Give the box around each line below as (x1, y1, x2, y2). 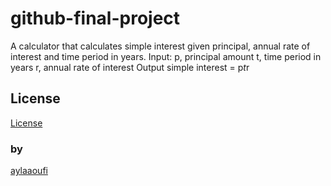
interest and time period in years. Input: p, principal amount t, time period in (10, 50, 322, 62)
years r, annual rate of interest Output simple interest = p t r (10, 61, 250, 73)
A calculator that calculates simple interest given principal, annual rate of (10, 40, 311, 52)
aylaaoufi (10, 165, 48, 177)
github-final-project (10, 7, 181, 30)
